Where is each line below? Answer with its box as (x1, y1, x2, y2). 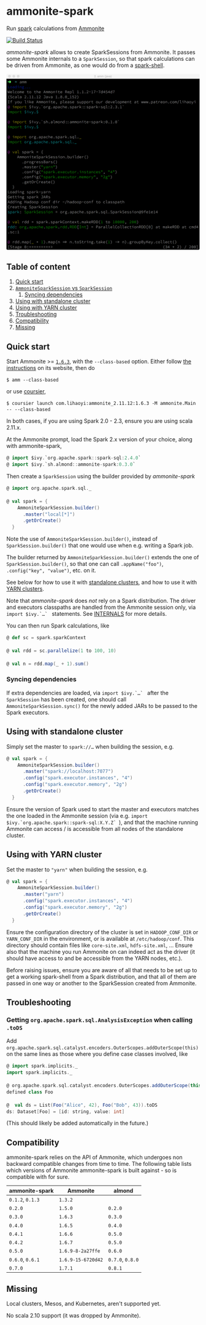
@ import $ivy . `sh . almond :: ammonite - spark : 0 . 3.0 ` (6, 462, 136, 468)
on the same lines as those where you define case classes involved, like (6, 1050, 188, 1058)
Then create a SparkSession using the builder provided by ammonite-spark (6, 473, 195, 480)
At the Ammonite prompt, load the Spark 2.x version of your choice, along (6, 436, 193, 443)
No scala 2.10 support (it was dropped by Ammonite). (6, 1312, 141, 1319)
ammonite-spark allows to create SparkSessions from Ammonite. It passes (6, 48, 196, 56)
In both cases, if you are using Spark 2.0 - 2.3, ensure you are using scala (6, 417, 193, 425)
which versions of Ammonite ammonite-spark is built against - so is (6, 1166, 177, 1174)
